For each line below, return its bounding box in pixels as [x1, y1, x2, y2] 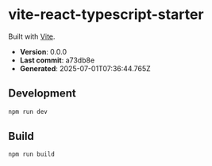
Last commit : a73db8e [19, 55, 95, 65]
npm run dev [8, 108, 48, 115]
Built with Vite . [8, 32, 56, 41]
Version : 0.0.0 [19, 47, 67, 56]
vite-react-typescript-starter [8, 6, 204, 24]
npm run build [8, 150, 56, 159]
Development [8, 87, 77, 100]
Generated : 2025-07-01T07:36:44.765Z [19, 63, 151, 73]
